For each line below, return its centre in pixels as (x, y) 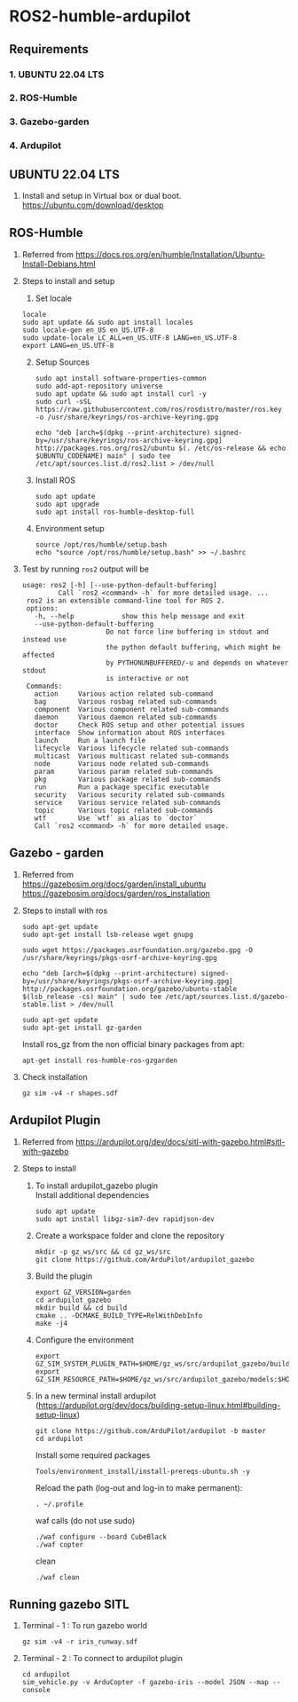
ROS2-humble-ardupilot (100, 16)
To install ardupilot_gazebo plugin (97, 1186)
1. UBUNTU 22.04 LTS (57, 75)
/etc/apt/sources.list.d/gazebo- (227, 997)
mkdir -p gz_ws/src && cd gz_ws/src (103, 1252)
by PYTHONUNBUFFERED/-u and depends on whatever (197, 663)
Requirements (49, 49)
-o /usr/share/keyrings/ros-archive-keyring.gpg (127, 417)
